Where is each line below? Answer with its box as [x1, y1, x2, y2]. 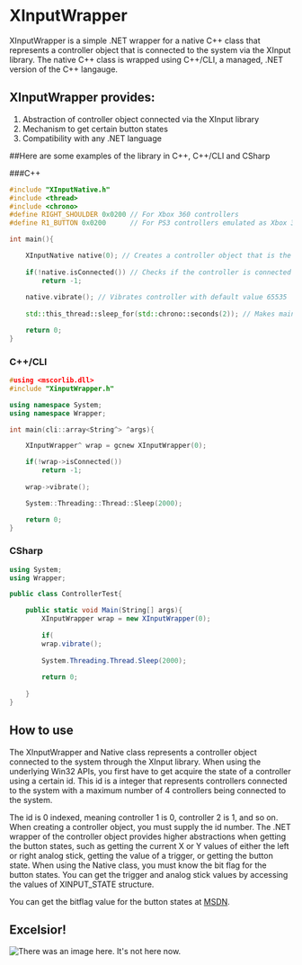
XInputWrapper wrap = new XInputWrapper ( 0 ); [41, 614, 211, 623]
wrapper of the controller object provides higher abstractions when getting [9, 831, 287, 842]
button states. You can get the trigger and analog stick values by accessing [9, 869, 289, 880]
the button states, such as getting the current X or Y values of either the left [9, 840, 289, 851]
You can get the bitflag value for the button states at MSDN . [9, 896, 231, 907]
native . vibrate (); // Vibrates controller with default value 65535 [25, 293, 288, 302]
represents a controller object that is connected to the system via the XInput [9, 44, 291, 55]
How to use [9, 723, 74, 738]
